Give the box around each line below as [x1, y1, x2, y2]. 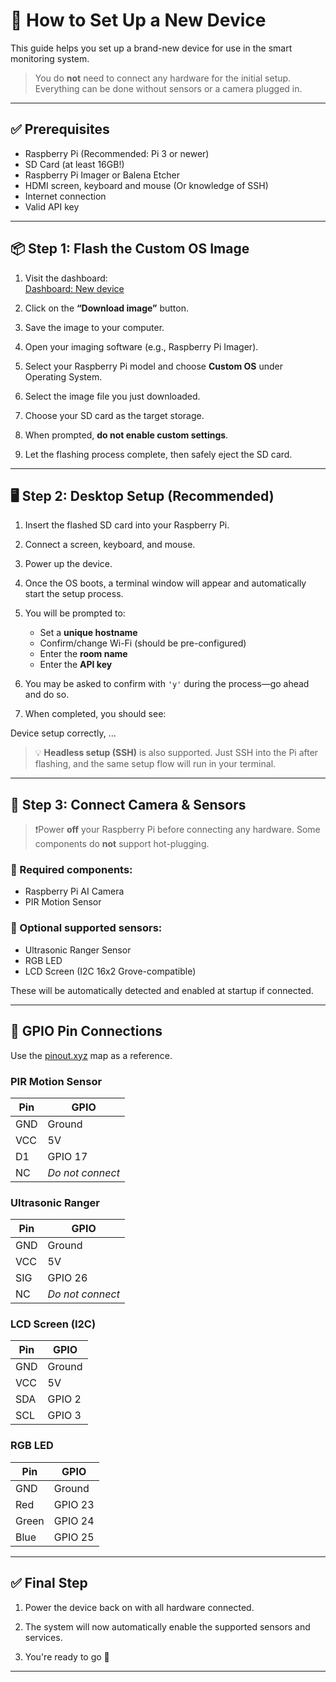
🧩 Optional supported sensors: [10, 921, 163, 935]
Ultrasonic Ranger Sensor [24, 944, 132, 956]
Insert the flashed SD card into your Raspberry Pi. [24, 519, 230, 531]
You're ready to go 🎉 [24, 1650, 110, 1663]
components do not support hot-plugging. [34, 838, 210, 850]
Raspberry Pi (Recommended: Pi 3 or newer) [24, 147, 210, 159]
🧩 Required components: [10, 863, 133, 877]
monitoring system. [10, 52, 90, 64]
